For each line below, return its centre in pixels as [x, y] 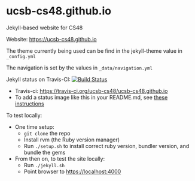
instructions [30, 104]
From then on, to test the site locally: [60, 159]
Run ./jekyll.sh [44, 165]
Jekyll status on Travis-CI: [38, 79]
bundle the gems [45, 152]
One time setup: [35, 126]
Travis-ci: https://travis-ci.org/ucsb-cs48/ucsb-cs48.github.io [91, 90]
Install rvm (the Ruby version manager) [72, 140]
